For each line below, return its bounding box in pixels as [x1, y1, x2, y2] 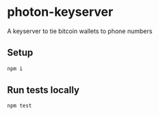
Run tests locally [7, 84, 80, 96]
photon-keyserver [7, 4, 114, 20]
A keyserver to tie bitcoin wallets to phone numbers [7, 27, 153, 35]
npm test [7, 103, 32, 109]
